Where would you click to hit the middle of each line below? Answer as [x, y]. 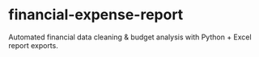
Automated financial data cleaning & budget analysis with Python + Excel [130, 37]
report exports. [33, 45]
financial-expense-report [96, 15]
